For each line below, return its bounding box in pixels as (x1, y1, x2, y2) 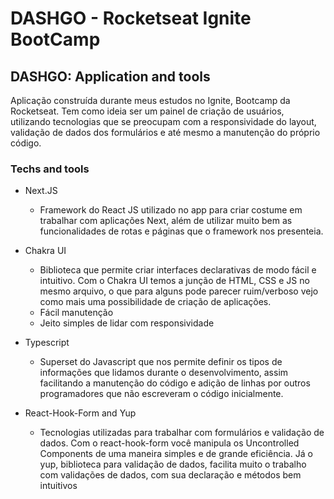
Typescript (24, 337, 70, 349)
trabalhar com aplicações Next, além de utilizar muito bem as (39, 215, 293, 227)
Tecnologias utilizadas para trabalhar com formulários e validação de (39, 427, 325, 439)
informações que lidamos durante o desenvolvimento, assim (39, 367, 289, 379)
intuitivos (39, 480, 78, 492)
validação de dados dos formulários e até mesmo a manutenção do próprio (10, 127, 321, 138)
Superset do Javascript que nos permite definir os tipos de (39, 356, 283, 368)
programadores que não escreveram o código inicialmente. (39, 388, 284, 400)
